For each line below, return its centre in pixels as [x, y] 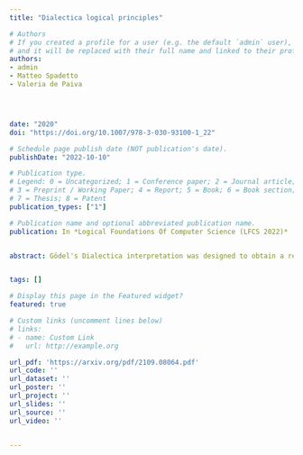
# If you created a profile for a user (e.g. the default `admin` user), [151, 42]
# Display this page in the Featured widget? [96, 296]
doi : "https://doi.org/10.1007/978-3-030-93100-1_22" [113, 132]
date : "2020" [34, 124]
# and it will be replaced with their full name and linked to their [143, 50]
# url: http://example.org [64, 346]
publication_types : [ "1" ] [58, 207]
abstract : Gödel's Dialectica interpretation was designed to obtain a [147, 256]
